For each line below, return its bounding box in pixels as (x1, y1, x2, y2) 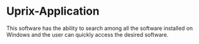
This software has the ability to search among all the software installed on (6, 24, 193, 32)
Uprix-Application (6, 4, 99, 18)
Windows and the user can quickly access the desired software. (6, 31, 169, 38)
